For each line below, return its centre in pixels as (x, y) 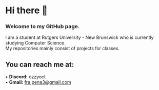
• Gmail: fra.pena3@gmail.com (38, 82)
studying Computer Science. (35, 43)
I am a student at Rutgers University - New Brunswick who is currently (79, 37)
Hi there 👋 (26, 10)
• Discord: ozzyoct (26, 77)
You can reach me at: (40, 64)
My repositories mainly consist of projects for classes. (62, 49)
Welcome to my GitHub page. (43, 27)
